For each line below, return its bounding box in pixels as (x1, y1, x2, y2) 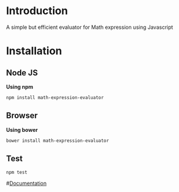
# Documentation (6, 180, 47, 187)
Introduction (6, 4, 68, 18)
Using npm (6, 83, 34, 90)
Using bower (6, 126, 38, 133)
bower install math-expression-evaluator (6, 137, 110, 144)
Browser (6, 111, 38, 121)
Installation (6, 44, 62, 58)
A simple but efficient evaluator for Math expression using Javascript (6, 24, 174, 31)
